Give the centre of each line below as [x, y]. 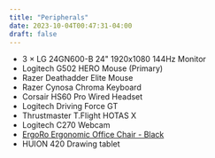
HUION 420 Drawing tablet [71, 144]
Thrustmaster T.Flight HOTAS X [79, 115]
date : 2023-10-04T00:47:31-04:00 [71, 26]
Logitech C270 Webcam [66, 125]
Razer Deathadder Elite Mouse [77, 78]
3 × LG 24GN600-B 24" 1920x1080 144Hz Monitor [114, 59]
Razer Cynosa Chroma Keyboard [81, 87]
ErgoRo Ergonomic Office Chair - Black [93, 135]
